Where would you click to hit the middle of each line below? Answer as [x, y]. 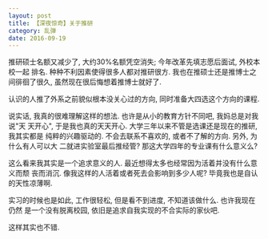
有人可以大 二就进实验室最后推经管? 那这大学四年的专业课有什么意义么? [140, 146]
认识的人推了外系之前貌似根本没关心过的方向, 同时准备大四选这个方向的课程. [134, 99]
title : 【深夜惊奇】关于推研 [51, 23]
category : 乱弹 [32, 30]
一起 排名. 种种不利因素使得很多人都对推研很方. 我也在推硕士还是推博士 [132, 72]
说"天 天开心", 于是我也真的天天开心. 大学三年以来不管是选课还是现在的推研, [133, 126]
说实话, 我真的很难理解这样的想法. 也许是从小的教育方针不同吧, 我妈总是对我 [133, 116]
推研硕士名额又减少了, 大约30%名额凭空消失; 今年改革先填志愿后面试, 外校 [131, 62]
